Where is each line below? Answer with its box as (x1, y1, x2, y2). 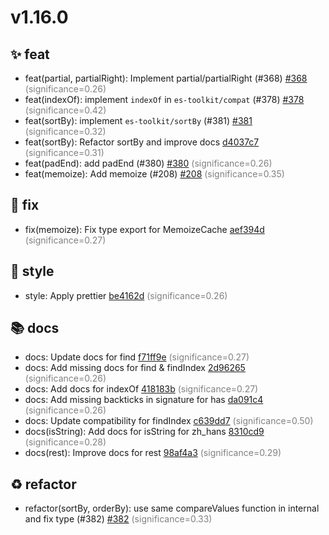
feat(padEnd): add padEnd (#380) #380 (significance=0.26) (24, 157, 273, 169)
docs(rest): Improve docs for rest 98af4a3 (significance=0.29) (24, 447, 282, 459)
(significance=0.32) (24, 126, 107, 137)
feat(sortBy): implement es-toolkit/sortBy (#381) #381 (24, 115, 253, 126)
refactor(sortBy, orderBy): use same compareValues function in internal (24, 502, 320, 515)
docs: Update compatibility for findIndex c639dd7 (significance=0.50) (24, 415, 314, 427)
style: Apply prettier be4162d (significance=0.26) (24, 289, 228, 301)
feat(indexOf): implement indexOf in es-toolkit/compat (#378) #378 (24, 94, 305, 105)
